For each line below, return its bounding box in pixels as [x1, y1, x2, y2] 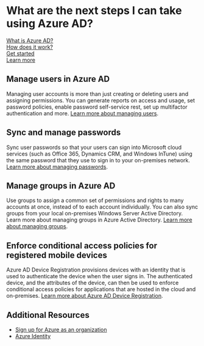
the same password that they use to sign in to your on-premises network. [6, 156, 191, 164]
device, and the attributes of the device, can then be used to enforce [6, 279, 179, 287]
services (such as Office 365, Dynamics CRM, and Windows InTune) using [6, 150, 193, 157]
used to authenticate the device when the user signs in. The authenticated [6, 273, 193, 280]
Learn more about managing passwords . [6, 163, 108, 170]
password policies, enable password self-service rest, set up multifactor [6, 103, 188, 110]
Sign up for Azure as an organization [15, 326, 107, 333]
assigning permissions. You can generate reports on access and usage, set [6, 96, 195, 104]
